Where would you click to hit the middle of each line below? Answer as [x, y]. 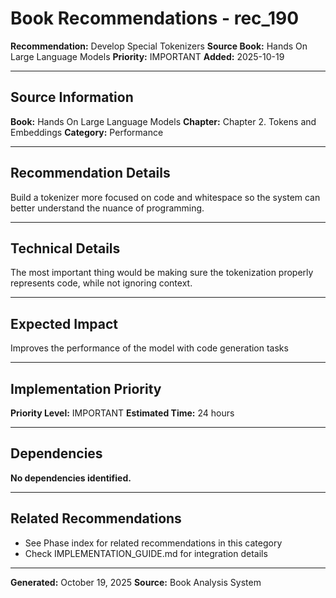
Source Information [72, 97]
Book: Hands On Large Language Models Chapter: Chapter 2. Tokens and [163, 121]
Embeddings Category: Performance [87, 132]
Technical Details [65, 248]
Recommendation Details [90, 173]
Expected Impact [64, 323]
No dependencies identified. [71, 478]
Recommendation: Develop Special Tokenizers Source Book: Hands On [159, 46]
